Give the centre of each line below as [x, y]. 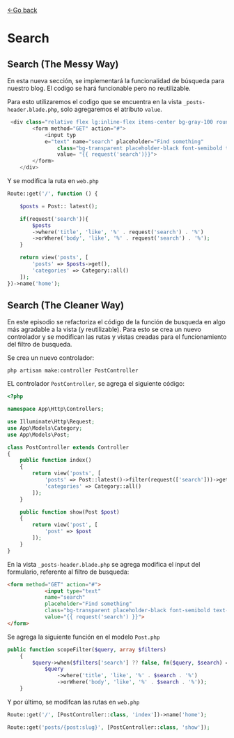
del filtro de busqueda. [40, 345]
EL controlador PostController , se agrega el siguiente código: [96, 384]
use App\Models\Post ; [39, 435]
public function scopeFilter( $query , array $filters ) [87, 649]
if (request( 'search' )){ [54, 219]
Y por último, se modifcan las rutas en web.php [73, 702]
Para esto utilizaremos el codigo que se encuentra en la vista [95, 102]
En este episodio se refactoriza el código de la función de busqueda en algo [116, 322]
